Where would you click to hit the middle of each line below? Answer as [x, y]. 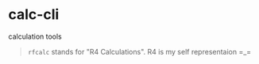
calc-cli [34, 15]
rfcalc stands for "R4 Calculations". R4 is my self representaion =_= [139, 51]
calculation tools [35, 36]
